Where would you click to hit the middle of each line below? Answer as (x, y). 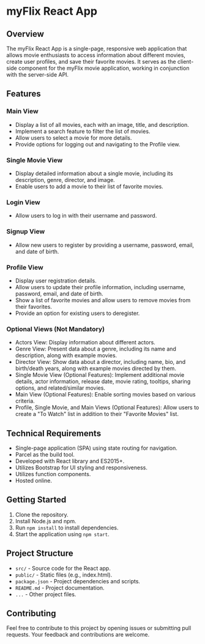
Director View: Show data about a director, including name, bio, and (100, 362)
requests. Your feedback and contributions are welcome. (78, 635)
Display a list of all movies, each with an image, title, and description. (102, 124)
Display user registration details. (56, 281)
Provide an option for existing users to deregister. (77, 313)
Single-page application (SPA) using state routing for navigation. (96, 448)
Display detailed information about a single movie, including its (94, 173)
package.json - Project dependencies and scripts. (78, 581)
